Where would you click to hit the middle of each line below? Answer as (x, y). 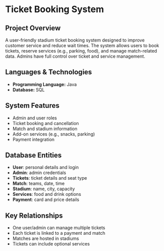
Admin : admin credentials (39, 173)
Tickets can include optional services (51, 244)
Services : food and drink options (47, 194)
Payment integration (33, 139)
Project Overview (33, 28)
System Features (32, 106)
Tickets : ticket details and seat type (50, 178)
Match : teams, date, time (38, 184)
